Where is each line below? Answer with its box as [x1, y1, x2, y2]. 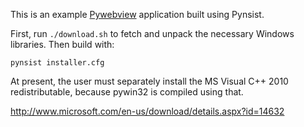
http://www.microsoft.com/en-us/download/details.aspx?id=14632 [10, 105, 285, 117]
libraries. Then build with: [10, 39, 115, 50]
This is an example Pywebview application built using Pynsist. [10, 9, 265, 20]
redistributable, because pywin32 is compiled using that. [10, 86, 244, 98]
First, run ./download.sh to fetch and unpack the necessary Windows [10, 28, 295, 39]
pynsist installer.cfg [10, 58, 105, 68]
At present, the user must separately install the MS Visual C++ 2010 [10, 75, 289, 87]
